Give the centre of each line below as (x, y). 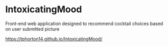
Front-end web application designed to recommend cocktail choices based (84, 24)
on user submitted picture (32, 29)
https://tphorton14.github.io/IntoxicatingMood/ (54, 39)
